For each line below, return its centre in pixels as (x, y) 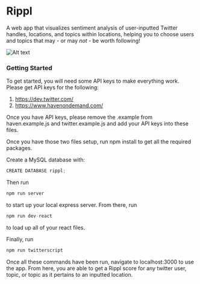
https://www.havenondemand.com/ (59, 106)
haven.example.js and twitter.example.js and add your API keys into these (97, 124)
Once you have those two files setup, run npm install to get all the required (99, 142)
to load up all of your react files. (46, 227)
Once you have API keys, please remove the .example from (80, 117)
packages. (19, 148)
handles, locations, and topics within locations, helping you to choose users (100, 34)
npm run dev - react (29, 216)
